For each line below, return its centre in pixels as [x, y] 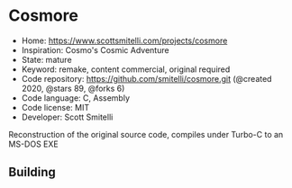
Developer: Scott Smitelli [67, 117]
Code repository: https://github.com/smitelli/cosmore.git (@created [146, 78]
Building [32, 172]
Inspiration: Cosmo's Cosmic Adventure [95, 49]
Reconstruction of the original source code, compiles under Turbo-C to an [146, 134]
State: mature [47, 59]
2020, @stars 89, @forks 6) [73, 88]
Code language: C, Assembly [76, 98]
